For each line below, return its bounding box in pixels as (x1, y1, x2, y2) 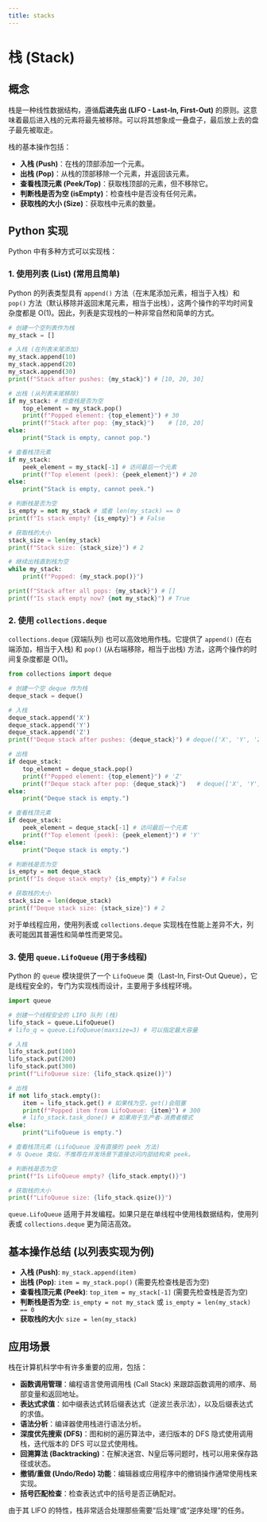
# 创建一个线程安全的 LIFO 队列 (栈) (8, 1011, 119, 1019)
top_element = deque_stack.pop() (22, 765, 133, 773)
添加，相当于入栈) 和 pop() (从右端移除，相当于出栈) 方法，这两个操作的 (14, 644, 250, 654)
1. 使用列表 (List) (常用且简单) (8, 268, 121, 279)
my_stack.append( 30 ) (8, 368, 77, 376)
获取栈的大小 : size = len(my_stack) (19, 1314, 137, 1324)
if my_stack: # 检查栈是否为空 (8, 397, 103, 405)
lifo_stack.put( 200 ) (8, 1055, 77, 1063)
